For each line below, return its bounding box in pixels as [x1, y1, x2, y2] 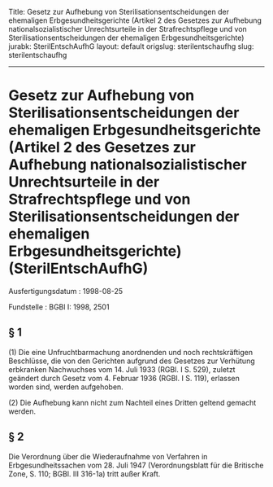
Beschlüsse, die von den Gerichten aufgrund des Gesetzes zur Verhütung [8, 356, 256, 366]
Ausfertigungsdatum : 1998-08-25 [8, 286, 123, 296]
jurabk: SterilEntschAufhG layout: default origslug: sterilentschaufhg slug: [8, 42, 254, 51]
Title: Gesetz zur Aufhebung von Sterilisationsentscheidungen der [8, 7, 230, 16]
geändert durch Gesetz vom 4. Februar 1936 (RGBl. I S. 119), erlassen [8, 373, 240, 383]
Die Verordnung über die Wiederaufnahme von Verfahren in [8, 451, 208, 461]
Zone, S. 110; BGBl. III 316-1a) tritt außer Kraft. [8, 468, 161, 479]
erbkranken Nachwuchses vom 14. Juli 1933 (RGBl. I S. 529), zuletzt [8, 364, 236, 374]
